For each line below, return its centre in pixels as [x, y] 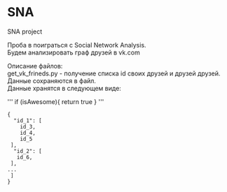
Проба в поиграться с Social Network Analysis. [77, 45]
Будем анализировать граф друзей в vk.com [74, 52]
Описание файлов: [35, 66]
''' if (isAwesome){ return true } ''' [56, 101]
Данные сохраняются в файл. [52, 80]
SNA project [25, 31]
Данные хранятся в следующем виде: [64, 88]
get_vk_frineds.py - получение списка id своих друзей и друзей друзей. [114, 73]
